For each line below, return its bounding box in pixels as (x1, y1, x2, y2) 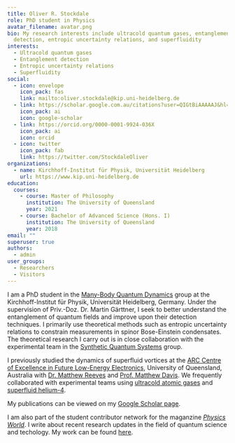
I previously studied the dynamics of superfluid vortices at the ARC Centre (7, 355, 222, 364)
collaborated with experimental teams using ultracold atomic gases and (7, 378, 213, 386)
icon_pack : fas (20, 88, 64, 95)
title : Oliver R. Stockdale (7, 10, 90, 18)
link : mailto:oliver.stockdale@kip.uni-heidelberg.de (20, 95, 180, 102)
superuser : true (7, 238, 55, 245)
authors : (7, 245, 33, 252)
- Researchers (13, 264, 55, 271)
